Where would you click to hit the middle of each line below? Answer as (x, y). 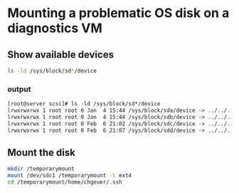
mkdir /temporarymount (41, 169)
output (19, 89)
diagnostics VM (55, 28)
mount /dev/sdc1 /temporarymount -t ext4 (70, 176)
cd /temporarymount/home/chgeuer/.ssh (65, 182)
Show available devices (60, 54)
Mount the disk (42, 152)
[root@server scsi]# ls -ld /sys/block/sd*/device (84, 104)
